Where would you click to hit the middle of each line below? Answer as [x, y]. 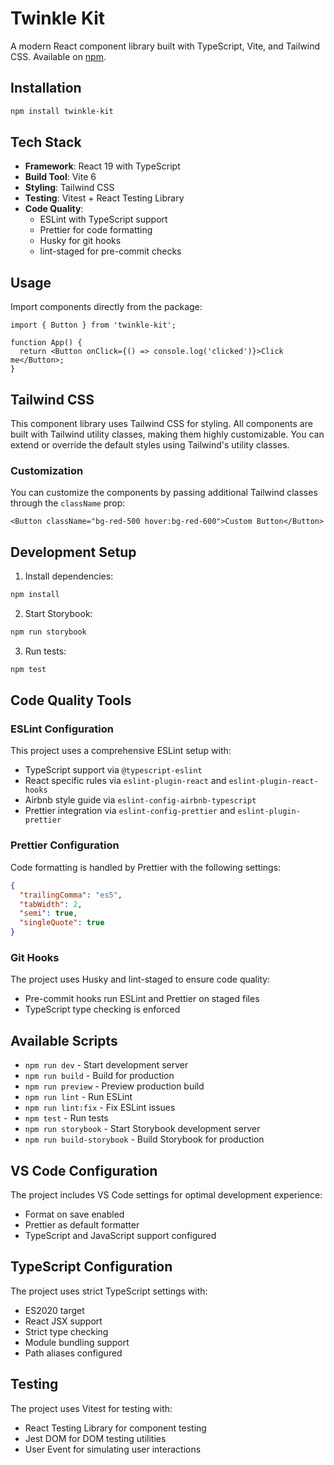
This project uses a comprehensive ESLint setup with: [121, 751]
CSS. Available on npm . [58, 56]
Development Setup [73, 552]
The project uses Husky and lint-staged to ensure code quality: [140, 979]
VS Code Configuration [84, 1170]
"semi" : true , [48, 913]
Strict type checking [66, 1331]
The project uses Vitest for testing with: [91, 1408]
